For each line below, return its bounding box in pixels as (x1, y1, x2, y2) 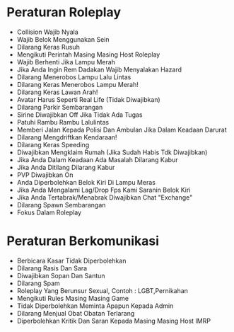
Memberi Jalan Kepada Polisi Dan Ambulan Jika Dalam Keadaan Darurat (16, 125, 227, 134)
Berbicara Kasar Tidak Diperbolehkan (16, 256, 127, 265)
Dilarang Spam (16, 279, 61, 287)
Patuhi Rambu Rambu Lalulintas (16, 118, 110, 126)
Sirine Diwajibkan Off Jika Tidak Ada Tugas (16, 110, 143, 119)
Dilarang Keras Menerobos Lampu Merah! (16, 80, 139, 88)
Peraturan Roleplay (6, 4, 122, 21)
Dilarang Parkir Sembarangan (16, 103, 103, 111)
